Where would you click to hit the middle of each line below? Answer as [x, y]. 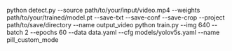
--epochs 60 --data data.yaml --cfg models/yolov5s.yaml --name [125, 32]
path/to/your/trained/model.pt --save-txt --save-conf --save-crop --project [116, 17]
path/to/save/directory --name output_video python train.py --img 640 [109, 25]
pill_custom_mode [33, 40]
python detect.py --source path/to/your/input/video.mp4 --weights [103, 10]
